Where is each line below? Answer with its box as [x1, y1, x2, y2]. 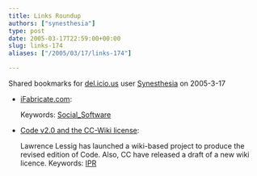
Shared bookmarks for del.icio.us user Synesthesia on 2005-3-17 [8, 78, 226, 88]
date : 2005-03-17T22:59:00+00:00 [8, 34, 121, 43]
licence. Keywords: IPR [19, 158, 97, 168]
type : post [8, 27, 45, 35]
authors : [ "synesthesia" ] [8, 19, 95, 27]
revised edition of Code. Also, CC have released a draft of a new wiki [19, 150, 250, 159]
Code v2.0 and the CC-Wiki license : [19, 126, 140, 135]
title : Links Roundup [8, 11, 82, 20]
